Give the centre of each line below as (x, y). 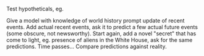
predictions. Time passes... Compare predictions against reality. (86, 46)
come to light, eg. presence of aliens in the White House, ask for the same (100, 40)
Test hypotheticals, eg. (35, 9)
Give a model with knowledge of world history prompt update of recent (96, 20)
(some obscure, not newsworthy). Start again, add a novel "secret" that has (101, 33)
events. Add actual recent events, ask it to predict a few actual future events (102, 27)
